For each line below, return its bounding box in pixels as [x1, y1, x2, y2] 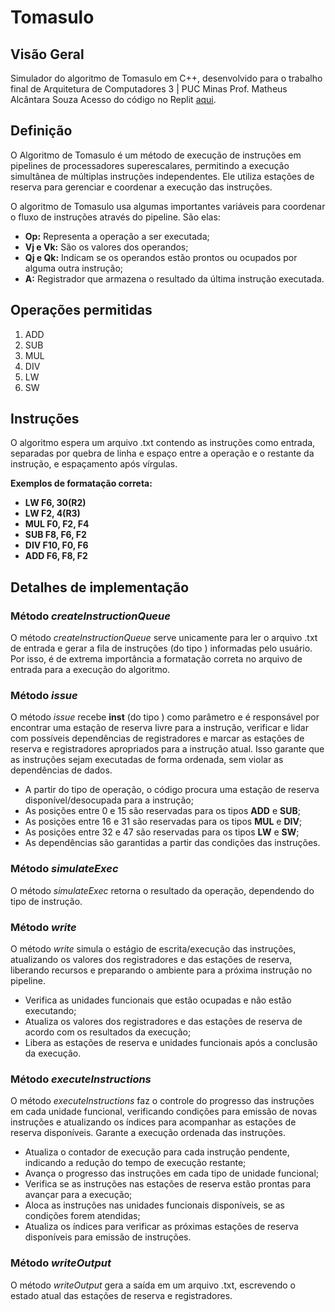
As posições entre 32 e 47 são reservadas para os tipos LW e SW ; [24, 826, 300, 838]
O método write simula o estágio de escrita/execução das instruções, [10, 943, 297, 955]
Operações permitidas [10, 302, 153, 319]
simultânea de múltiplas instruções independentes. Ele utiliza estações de [10, 170, 315, 182]
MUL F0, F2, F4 [24, 518, 90, 530]
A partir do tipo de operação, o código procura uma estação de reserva [24, 784, 320, 796]
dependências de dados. [10, 764, 113, 776]
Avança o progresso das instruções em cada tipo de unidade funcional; [24, 1167, 320, 1180]
